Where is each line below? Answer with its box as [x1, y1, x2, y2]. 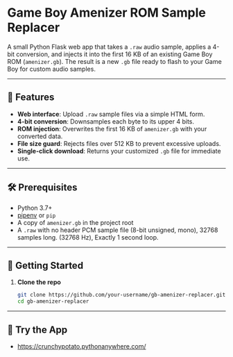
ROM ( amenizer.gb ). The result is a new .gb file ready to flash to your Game [7, 57, 222, 65]
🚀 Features [7, 92, 55, 103]
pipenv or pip [17, 210, 56, 219]
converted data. [17, 132, 63, 140]
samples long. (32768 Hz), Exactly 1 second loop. [17, 233, 159, 241]
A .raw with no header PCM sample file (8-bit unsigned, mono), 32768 [17, 226, 218, 234]
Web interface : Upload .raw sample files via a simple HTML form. [17, 110, 205, 118]
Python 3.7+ [17, 204, 53, 212]
